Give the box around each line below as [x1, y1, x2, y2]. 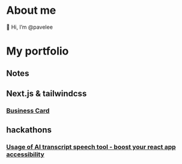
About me [6, 4, 56, 17]
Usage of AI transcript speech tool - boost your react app [6, 143, 176, 151]
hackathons [6, 125, 52, 135]
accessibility [6, 150, 45, 159]
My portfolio [6, 44, 69, 58]
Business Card [6, 106, 50, 114]
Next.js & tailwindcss [6, 88, 87, 99]
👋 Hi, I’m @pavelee [6, 23, 53, 31]
